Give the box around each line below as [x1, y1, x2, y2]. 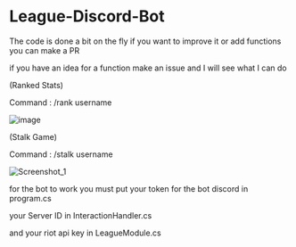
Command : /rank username [9, 96, 112, 108]
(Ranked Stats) [9, 79, 64, 90]
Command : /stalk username [9, 149, 113, 160]
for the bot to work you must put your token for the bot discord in [9, 183, 249, 193]
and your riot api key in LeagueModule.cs [9, 227, 162, 238]
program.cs [9, 193, 52, 203]
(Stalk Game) [9, 131, 58, 142]
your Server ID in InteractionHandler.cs [9, 210, 152, 220]
